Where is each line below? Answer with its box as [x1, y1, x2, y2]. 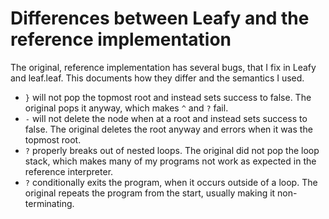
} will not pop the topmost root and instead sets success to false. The [24, 91, 312, 103]
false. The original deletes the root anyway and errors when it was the [24, 123, 313, 135]
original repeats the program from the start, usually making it [24, 187, 276, 199]
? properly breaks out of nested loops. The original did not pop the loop [24, 144, 320, 156]
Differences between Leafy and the [10, 7, 310, 30]
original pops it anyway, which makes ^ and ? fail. [24, 102, 229, 114]
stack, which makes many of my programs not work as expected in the [24, 155, 317, 167]
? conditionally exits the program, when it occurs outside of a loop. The [24, 176, 318, 188]
